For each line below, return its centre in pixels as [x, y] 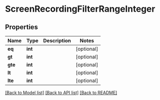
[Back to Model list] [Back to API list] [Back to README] [61, 93]
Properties [22, 27]
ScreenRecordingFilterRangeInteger [80, 9]
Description [57, 41]
